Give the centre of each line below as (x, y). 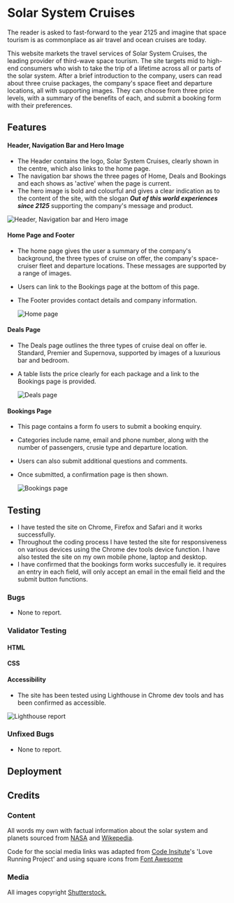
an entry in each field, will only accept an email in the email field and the (121, 572)
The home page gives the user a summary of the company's (104, 251)
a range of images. (44, 273)
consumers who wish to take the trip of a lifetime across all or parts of (120, 68)
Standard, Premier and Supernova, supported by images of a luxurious (119, 352)
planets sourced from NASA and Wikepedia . (71, 838)
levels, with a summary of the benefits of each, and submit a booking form (114, 98)
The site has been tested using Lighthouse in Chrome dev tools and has (120, 695)
